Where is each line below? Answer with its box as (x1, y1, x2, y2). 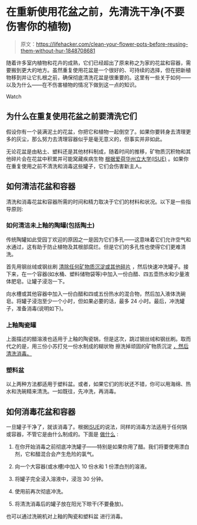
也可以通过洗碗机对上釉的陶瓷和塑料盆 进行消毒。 (6, 513, 126, 520)
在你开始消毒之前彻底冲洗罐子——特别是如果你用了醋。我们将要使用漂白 (14, 443, 189, 451)
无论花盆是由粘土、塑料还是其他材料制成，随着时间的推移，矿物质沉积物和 (6, 148, 186, 155)
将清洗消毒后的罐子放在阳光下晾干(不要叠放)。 (14, 500, 127, 507)
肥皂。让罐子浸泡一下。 (11, 277, 68, 284)
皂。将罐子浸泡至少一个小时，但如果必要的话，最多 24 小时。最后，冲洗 (6, 297, 180, 304)
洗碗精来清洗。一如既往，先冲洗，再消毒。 (16, 388, 119, 395)
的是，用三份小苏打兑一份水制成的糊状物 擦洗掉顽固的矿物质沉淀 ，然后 (16, 343, 189, 350)
